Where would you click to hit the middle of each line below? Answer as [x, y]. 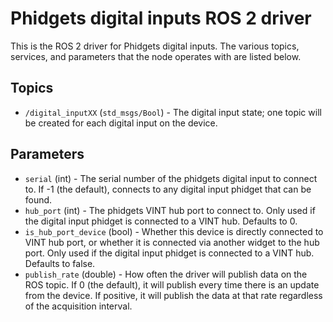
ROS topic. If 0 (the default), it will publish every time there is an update [172, 284]
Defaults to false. [60, 263]
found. [38, 199]
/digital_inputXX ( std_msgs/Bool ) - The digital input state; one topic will [173, 112]
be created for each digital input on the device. [121, 123]
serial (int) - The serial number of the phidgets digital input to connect [171, 178]
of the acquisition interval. [78, 306]
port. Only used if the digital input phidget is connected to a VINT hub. [169, 253]
